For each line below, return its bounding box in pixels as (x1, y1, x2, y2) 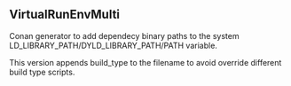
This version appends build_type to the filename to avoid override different (9, 57, 282, 67)
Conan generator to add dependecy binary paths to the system (9, 30, 240, 41)
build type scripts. (9, 66, 75, 77)
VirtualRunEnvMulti (9, 7, 121, 22)
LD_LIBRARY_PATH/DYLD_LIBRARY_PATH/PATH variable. (9, 40, 217, 51)
